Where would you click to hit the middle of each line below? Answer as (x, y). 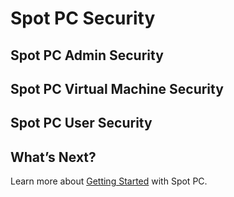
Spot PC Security (83, 18)
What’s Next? (53, 157)
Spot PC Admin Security (87, 55)
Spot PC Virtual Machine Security (117, 88)
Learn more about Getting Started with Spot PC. (109, 181)
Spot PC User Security (81, 123)
